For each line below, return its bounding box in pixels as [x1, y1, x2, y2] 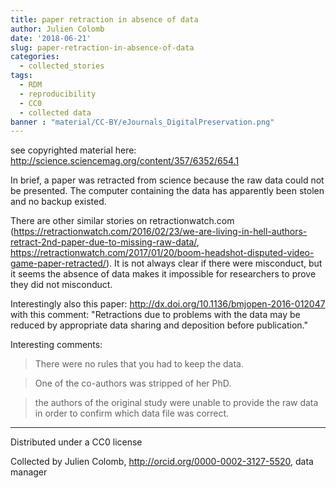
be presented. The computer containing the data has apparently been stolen [10, 185, 325, 197]
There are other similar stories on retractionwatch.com [10, 215, 235, 227]
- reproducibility [19, 89, 97, 99]
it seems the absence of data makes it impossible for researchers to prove [10, 268, 317, 280]
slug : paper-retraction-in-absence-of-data [10, 42, 195, 53]
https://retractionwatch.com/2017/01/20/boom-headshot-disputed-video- [10, 247, 315, 259]
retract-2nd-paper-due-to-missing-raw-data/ [10, 236, 197, 248]
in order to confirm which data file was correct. [34, 407, 230, 420]
